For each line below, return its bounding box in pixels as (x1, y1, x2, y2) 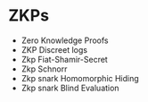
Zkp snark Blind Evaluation (21, 82, 119, 93)
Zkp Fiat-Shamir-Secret (21, 54, 108, 64)
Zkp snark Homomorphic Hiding (21, 72, 139, 83)
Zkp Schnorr (21, 64, 68, 74)
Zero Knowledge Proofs (21, 35, 109, 46)
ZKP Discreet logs (21, 44, 88, 55)
